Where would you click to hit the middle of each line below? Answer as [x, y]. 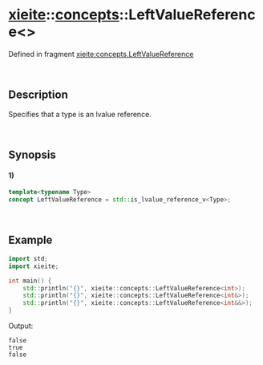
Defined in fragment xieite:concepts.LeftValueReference [101, 54]
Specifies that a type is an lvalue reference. [80, 114]
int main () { [30, 281]
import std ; [28, 258]
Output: [21, 326]
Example [30, 240]
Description [38, 95]
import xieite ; [34, 266]
